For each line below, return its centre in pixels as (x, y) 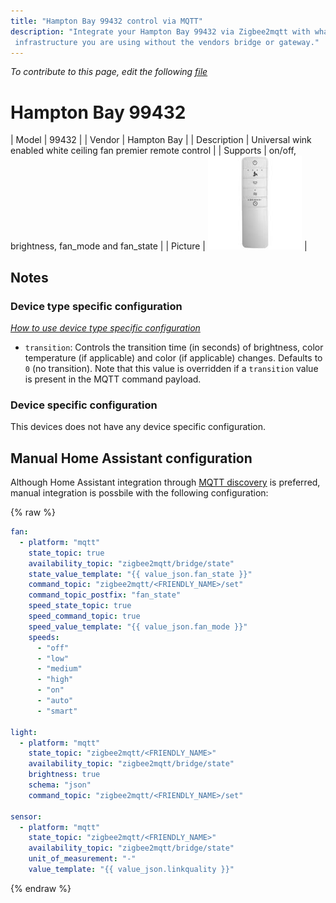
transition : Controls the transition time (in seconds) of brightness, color (174, 347)
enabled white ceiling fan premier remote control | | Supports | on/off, (153, 151)
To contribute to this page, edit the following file (109, 72)
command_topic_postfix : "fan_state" (105, 595)
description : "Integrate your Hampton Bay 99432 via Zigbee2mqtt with (160, 31)
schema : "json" (60, 785)
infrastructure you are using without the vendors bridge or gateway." (167, 42)
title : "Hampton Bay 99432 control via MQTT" (106, 21)
